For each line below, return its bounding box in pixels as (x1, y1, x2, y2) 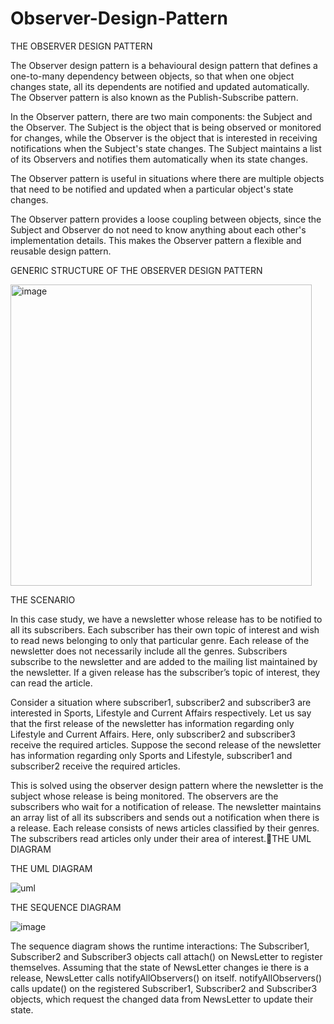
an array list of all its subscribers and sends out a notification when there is (10, 811, 320, 823)
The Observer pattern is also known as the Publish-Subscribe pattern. (10, 91, 299, 103)
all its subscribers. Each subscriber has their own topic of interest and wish (10, 623, 320, 636)
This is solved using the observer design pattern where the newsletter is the (10, 779, 324, 791)
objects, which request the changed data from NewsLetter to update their (10, 993, 314, 1005)
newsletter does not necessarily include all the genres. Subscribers (10, 645, 288, 657)
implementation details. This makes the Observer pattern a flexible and (10, 234, 302, 246)
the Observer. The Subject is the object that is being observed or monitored (10, 121, 322, 133)
